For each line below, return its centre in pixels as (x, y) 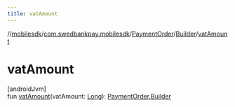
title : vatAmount (33, 14)
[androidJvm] (27, 89)
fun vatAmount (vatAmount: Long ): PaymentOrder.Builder (89, 96)
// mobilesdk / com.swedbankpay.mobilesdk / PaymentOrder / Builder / (103, 34)
